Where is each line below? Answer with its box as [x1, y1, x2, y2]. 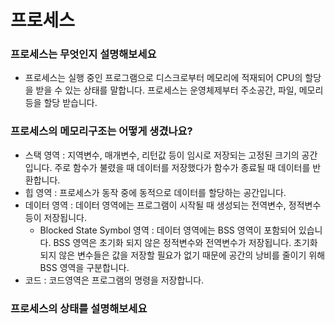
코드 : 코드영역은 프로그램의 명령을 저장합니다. [24, 274, 205, 286]
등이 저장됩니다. [24, 211, 87, 223]
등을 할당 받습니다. [24, 97, 98, 109]
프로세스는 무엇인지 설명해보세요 [10, 47, 157, 61]
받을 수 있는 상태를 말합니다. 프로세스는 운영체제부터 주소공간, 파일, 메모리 [35, 84, 324, 96]
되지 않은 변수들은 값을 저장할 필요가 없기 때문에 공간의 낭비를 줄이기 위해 [39, 249, 326, 261]
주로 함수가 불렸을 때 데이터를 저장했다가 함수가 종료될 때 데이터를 [54, 161, 311, 173]
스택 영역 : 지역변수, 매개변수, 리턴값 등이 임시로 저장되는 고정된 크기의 [24, 149, 300, 161]
